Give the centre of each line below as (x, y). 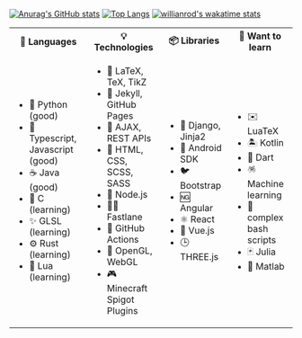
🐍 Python (49, 105)
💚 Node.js (127, 195)
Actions (123, 240)
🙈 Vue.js (197, 230)
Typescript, (53, 138)
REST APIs (129, 138)
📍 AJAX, (124, 127)
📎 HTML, (125, 150)
